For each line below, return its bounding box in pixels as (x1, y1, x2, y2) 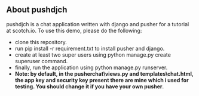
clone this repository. (14, 38, 68, 45)
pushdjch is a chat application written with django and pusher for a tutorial (6, 20, 189, 27)
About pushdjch (6, 5, 68, 15)
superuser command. (14, 57, 68, 64)
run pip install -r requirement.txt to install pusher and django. (14, 45, 165, 52)
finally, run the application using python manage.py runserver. (14, 64, 168, 71)
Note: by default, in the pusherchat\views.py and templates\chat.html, (14, 70, 194, 77)
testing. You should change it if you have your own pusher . (14, 83, 164, 90)
